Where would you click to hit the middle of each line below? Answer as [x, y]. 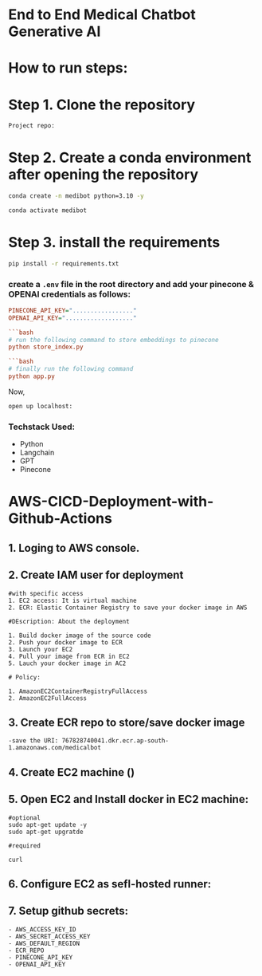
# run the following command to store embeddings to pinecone [113, 340]
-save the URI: [33, 741]
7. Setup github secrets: [68, 911]
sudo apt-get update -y [48, 824]
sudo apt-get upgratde [46, 832]
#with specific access [46, 593]
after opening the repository [104, 175]
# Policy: [25, 677]
